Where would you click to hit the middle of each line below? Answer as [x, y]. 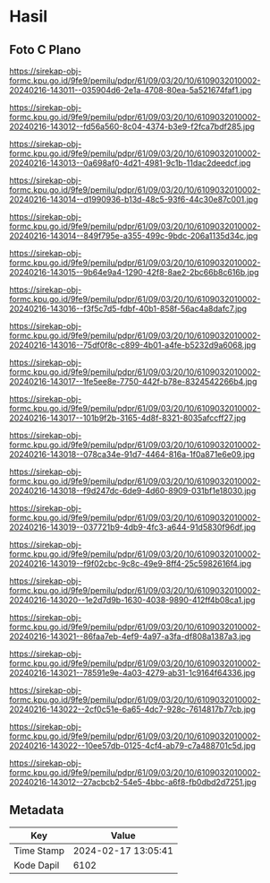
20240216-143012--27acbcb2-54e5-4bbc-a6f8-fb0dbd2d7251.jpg [133, 782]
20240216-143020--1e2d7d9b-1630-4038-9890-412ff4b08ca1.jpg [132, 600]
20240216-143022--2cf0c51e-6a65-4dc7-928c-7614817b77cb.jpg [133, 709]
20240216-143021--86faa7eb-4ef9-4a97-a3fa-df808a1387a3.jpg [130, 636]
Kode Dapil [37, 865]
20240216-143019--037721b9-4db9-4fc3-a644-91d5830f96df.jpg [133, 527]
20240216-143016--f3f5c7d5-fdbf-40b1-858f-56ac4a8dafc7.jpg [128, 308]
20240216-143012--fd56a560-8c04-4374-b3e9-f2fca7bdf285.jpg [132, 126]
